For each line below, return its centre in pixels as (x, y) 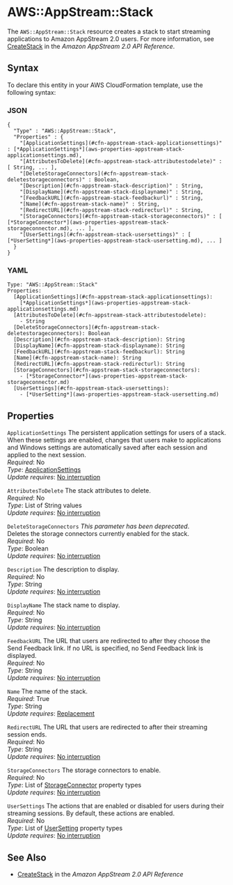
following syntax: (32, 92)
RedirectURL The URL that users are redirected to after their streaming (107, 727)
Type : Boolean (28, 548)
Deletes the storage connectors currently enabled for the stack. (98, 534)
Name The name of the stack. (48, 691)
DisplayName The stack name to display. (64, 605)
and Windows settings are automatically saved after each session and (107, 447)
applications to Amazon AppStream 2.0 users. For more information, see (111, 38)
